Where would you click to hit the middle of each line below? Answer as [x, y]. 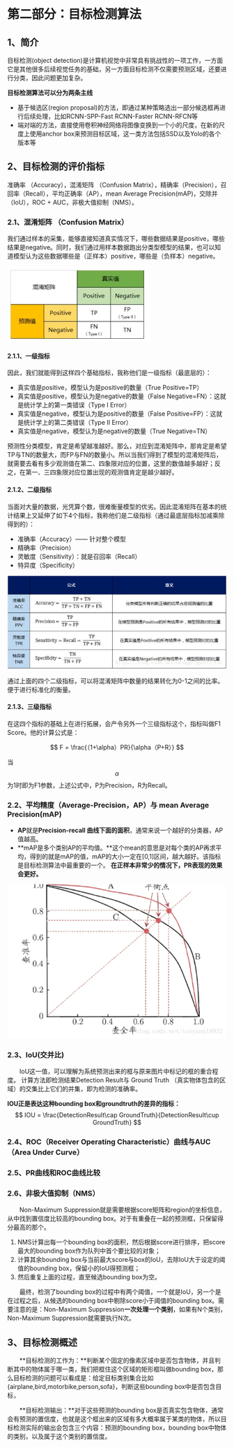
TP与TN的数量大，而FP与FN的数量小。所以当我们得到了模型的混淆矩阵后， [115, 455]
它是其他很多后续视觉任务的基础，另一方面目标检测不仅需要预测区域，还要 [114, 69]
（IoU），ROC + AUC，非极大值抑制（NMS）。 [72, 202]
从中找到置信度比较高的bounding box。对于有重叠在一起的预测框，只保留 [112, 1219]
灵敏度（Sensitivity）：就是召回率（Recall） [79, 556]
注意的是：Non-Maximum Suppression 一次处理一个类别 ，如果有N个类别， [119, 1309]
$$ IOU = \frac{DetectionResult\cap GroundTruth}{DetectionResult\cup [117, 1115]
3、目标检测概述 [42, 1342]
